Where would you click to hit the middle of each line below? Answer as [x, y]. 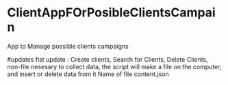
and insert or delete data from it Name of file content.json [88, 74]
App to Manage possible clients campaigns [68, 46]
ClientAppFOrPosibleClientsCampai [111, 13]
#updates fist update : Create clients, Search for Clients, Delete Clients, [108, 59]
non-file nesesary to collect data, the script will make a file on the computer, [114, 66]
